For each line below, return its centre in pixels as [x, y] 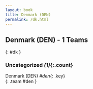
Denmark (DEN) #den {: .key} [35, 76]
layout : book [19, 10]
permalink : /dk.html [27, 19]
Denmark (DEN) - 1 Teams [46, 40]
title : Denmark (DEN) [28, 15]
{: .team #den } [21, 81]
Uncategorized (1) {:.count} [39, 65]
